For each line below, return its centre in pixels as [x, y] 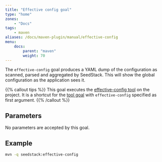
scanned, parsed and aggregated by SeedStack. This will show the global [80, 75]
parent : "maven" [40, 51]
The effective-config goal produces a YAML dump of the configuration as [81, 70]
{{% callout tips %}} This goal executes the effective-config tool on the [77, 90]
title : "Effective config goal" [38, 10]
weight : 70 [34, 56]
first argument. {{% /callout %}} [38, 100]
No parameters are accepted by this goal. [47, 128]
